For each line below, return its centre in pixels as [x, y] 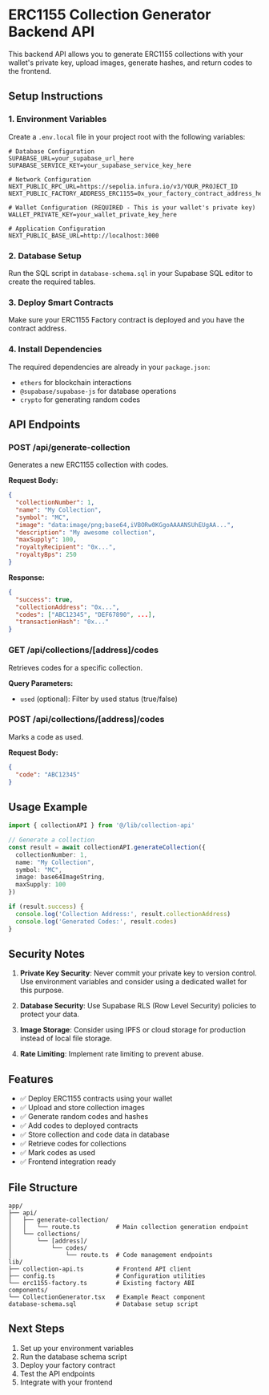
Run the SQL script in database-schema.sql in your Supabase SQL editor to [131, 273]
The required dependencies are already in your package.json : [109, 367]
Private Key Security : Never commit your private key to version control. [139, 973]
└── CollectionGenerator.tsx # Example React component [107, 1297]
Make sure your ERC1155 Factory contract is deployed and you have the [126, 320]
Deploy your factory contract [68, 1365]
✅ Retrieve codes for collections [73, 1144]
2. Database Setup [45, 256]
